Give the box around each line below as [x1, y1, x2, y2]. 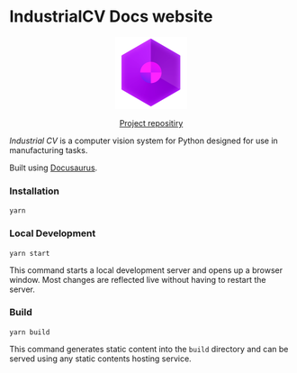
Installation [9, 185, 60, 197]
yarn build [9, 327, 50, 337]
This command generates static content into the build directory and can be [9, 343, 289, 354]
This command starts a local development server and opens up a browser [9, 264, 283, 276]
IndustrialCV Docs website [9, 6, 213, 27]
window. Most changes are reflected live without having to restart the [9, 274, 266, 285]
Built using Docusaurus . [9, 162, 98, 173]
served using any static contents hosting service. [9, 353, 192, 364]
